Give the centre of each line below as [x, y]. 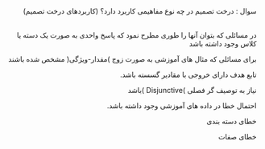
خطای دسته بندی [232, 121]
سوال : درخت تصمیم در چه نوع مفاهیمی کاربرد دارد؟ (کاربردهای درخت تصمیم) [140, 11]
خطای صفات [238, 137]
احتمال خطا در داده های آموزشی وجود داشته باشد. [182, 106]
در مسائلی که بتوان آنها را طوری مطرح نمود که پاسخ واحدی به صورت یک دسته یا [137, 35]
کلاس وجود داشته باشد [223, 44]
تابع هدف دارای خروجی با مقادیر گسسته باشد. [188, 74]
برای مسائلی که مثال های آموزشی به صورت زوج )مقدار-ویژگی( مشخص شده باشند [132, 59]
